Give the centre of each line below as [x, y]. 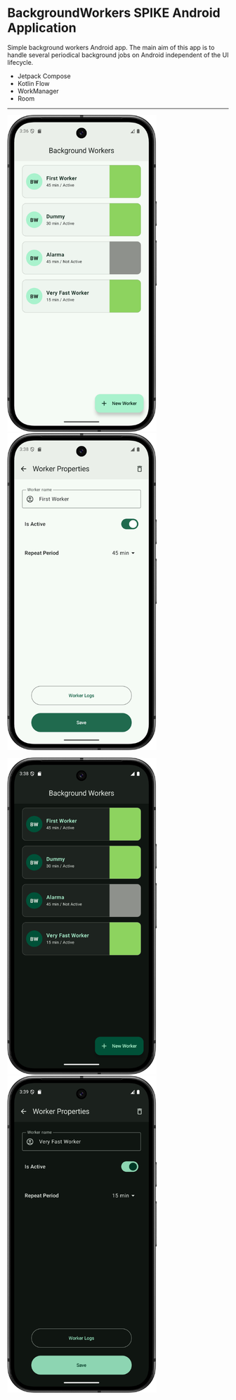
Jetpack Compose [44, 76]
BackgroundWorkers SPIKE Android [114, 13]
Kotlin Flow [33, 83]
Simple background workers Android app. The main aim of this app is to [111, 47]
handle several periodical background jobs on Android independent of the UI [118, 55]
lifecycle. [20, 62]
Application [42, 28]
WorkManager [38, 91]
